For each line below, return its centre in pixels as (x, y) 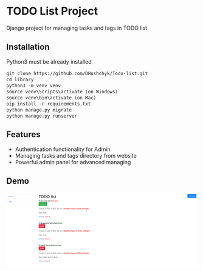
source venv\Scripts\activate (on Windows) (62, 92)
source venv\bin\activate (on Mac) (51, 98)
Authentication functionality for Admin (63, 149)
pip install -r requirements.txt (49, 104)
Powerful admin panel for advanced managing (73, 162)
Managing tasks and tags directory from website (76, 155)
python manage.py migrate (39, 110)
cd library (20, 79)
